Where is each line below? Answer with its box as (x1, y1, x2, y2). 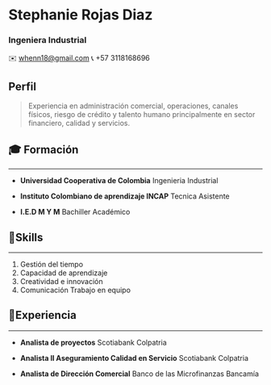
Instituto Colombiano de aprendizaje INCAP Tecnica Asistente (19, 191, 230, 201)
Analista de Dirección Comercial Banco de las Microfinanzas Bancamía (19, 369, 260, 379)
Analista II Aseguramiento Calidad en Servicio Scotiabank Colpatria (19, 353, 248, 362)
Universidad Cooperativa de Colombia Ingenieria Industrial (19, 176, 219, 186)
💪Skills (8, 230, 44, 244)
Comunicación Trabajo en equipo (19, 285, 131, 295)
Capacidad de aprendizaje (19, 268, 108, 278)
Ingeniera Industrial (8, 35, 87, 46)
